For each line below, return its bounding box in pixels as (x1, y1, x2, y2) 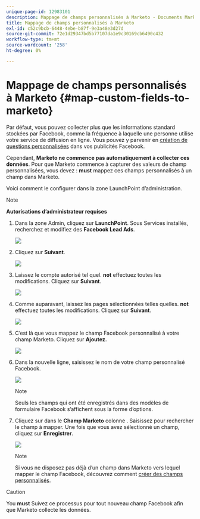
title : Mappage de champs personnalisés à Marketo (6, 20, 135, 26)
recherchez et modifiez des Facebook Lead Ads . (14, 225, 135, 233)
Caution (6, 488, 26, 495)
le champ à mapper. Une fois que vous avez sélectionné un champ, (14, 423, 180, 430)
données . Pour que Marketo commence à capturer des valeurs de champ (6, 160, 187, 168)
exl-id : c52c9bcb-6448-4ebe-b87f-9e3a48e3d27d (6, 25, 124, 32)
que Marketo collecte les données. (6, 506, 91, 513)
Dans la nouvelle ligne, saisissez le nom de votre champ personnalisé (14, 359, 185, 366)
